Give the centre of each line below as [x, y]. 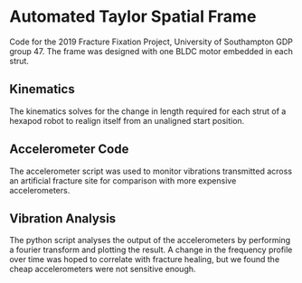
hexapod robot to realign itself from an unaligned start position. [127, 120]
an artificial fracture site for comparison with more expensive [123, 180]
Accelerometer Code [69, 150]
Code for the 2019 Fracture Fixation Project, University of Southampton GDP [151, 42]
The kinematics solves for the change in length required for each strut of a [148, 111]
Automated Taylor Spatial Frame [133, 17]
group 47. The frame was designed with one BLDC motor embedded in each [151, 51]
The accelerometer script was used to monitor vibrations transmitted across [151, 171]
